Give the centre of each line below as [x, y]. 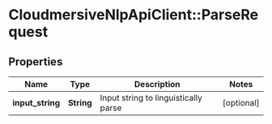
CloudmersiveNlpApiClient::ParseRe [134, 15]
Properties [36, 62]
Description [157, 84]
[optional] [241, 103]
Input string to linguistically [151, 98]
